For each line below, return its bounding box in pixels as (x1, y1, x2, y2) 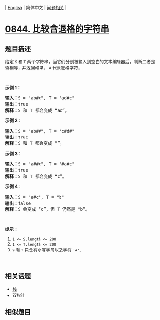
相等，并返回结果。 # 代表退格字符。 (9, 65, 83, 70)
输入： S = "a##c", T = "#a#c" (5, 161, 75, 167)
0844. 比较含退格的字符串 (5, 24, 110, 35)
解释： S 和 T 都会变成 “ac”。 (5, 108, 70, 113)
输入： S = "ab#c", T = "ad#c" (5, 95, 75, 101)
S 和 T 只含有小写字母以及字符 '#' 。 (12, 247, 84, 252)
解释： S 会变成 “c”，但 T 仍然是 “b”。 (5, 206, 90, 212)
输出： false (5, 201, 31, 206)
